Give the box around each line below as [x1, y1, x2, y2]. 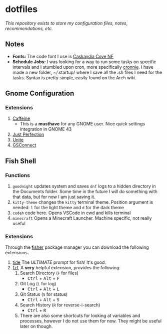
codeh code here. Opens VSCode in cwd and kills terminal [12, 210, 131, 216]
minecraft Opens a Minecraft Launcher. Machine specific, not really [12, 215, 152, 221]
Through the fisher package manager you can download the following [5, 244, 149, 250]
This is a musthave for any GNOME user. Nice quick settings [19, 121, 145, 127]
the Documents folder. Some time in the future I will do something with [12, 189, 157, 195]
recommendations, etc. [5, 25, 53, 31]
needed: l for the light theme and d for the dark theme [12, 205, 124, 211]
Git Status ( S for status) [19, 291, 68, 297]
